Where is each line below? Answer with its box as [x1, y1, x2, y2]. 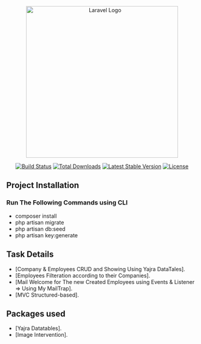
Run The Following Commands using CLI [6, 198, 128, 207]
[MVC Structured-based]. [15, 291, 79, 298]
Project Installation [6, 180, 80, 191]
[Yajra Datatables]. [15, 325, 62, 332]
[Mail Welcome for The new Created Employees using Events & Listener [15, 278, 195, 285]
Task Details [6, 249, 54, 260]
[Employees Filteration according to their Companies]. [15, 272, 151, 279]
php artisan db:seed [15, 225, 66, 232]
